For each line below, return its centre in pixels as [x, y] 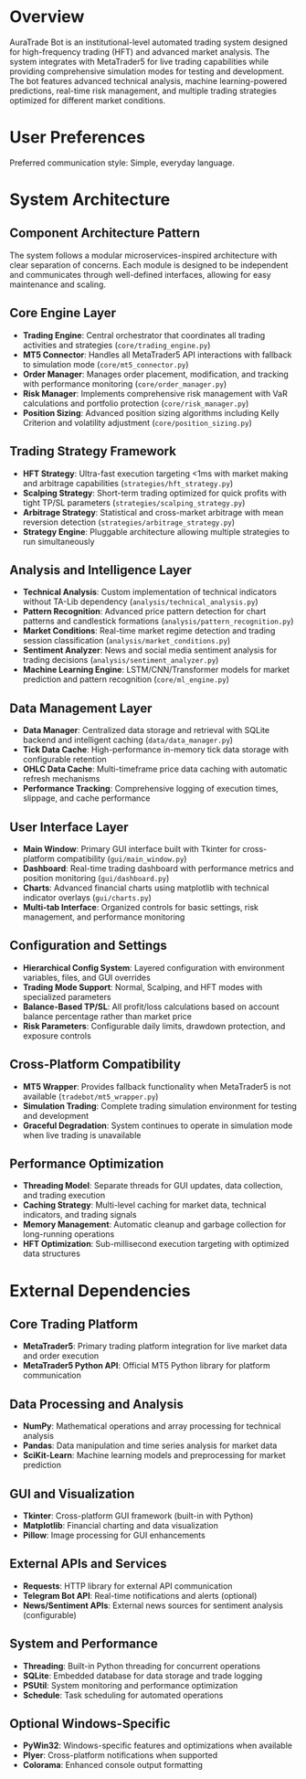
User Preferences [78, 138]
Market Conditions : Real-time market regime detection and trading [149, 631]
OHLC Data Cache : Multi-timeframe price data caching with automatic [155, 769]
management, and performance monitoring [104, 917]
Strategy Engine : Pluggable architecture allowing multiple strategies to [156, 531]
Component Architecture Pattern [105, 234]
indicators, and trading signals [79, 1215]
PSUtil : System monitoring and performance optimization [130, 1685]
